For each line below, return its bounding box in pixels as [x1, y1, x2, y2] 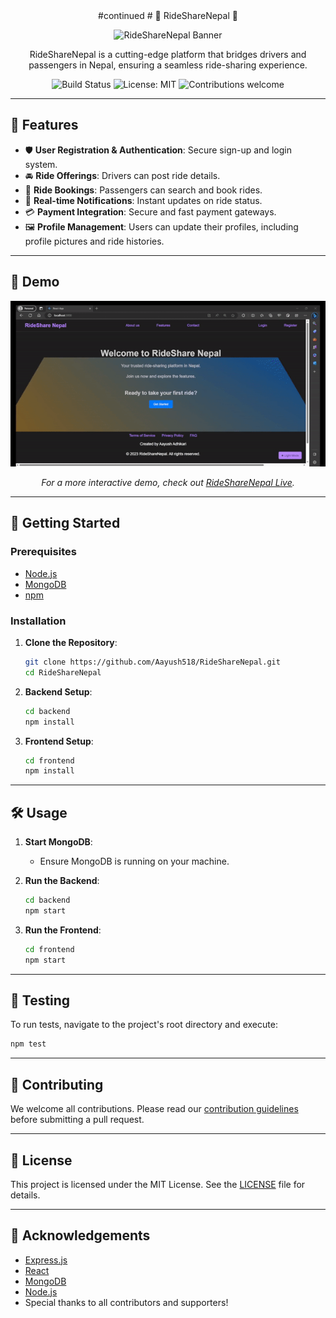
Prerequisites [10, 545, 77, 559]
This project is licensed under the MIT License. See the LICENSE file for [10, 1178, 306, 1190]
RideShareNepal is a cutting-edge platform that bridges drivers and [29, 49, 307, 60]
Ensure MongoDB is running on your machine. [39, 855, 230, 868]
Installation [10, 614, 67, 628]
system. [24, 158, 58, 170]
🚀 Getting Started [10, 515, 121, 532]
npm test [10, 1039, 47, 1049]
